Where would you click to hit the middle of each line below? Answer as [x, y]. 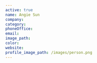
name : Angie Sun [22, 15]
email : [12, 34]
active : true [19, 10]
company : [15, 19]
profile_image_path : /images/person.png [49, 52]
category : [16, 24]
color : [12, 43]
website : [15, 48]
